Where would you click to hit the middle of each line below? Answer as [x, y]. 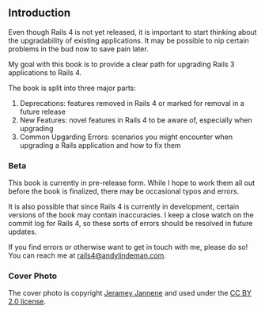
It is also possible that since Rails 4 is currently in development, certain [124, 207]
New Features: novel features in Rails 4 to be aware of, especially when [136, 120]
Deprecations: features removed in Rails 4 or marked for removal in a [132, 103]
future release [42, 111]
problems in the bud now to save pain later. [78, 49]
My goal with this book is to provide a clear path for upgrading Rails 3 [121, 64]
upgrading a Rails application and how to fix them [100, 145]
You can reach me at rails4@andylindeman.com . [87, 255]
